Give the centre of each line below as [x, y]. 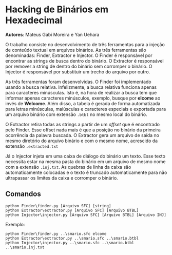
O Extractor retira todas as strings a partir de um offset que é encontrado [83, 124]
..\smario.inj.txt [25, 247]
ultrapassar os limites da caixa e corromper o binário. [62, 178]
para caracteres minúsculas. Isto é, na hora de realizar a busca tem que [81, 92]
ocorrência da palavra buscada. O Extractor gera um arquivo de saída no [82, 135]
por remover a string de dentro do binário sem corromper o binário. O [79, 66]
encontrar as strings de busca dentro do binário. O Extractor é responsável [84, 61]
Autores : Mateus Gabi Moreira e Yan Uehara [52, 34]
